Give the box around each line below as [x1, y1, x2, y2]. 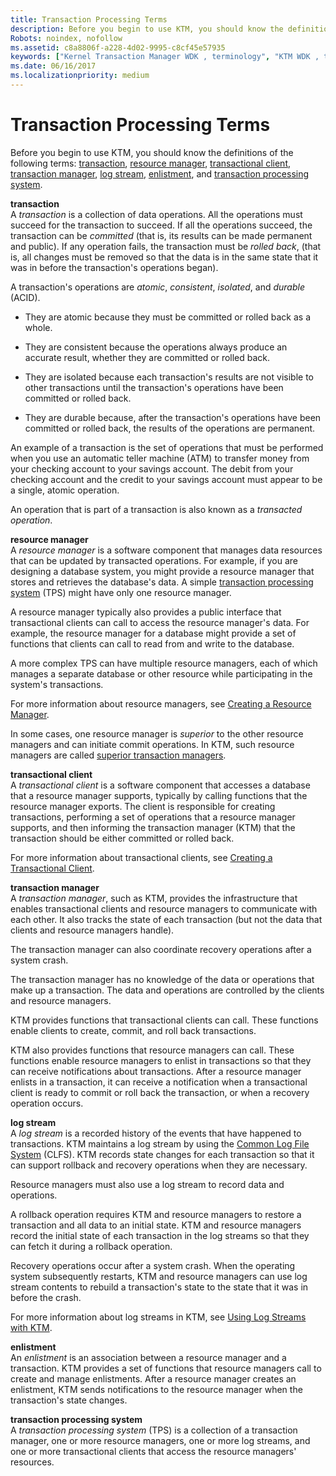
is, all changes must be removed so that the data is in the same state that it [10, 251, 319, 263]
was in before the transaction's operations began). [10, 261, 219, 273]
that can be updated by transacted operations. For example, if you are [10, 554, 299, 566]
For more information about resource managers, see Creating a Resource [10, 697, 312, 710]
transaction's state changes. [10, 1394, 128, 1406]
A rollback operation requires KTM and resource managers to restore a [10, 1208, 302, 1220]
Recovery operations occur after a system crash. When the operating [10, 1259, 296, 1271]
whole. [24, 321, 53, 333]
